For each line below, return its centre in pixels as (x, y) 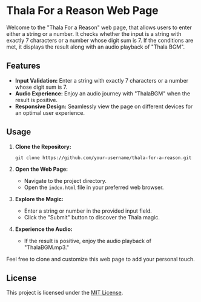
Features (23, 66)
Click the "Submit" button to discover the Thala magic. (92, 217)
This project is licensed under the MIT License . (65, 293)
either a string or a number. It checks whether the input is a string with (94, 33)
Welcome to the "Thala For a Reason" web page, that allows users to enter (99, 27)
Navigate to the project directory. (65, 180)
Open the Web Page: (41, 169)
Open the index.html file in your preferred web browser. (94, 187)
